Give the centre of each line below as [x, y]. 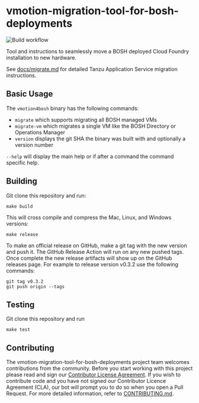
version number [34, 145]
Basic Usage [30, 94]
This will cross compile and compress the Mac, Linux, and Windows [89, 217]
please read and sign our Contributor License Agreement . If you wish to [94, 375]
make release [22, 234]
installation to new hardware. [41, 57]
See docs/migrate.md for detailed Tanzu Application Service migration [92, 69]
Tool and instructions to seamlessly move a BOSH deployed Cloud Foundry [98, 51]
